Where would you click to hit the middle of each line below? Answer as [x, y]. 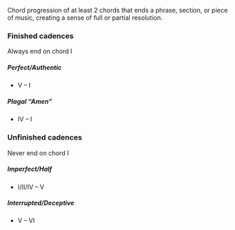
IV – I [25, 119]
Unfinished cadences [45, 138]
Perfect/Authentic [35, 67]
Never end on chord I [38, 153]
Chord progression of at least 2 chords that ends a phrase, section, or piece [117, 10]
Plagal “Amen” [30, 101]
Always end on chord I [40, 52]
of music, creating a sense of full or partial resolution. [85, 18]
